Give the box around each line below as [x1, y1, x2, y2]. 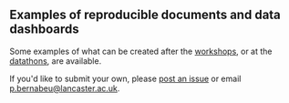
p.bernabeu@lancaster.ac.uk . [9, 82, 120, 94]
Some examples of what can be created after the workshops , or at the [9, 46, 273, 57]
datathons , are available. [9, 55, 102, 67]
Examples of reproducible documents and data [9, 7, 281, 23]
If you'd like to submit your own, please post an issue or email [9, 73, 242, 84]
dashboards [9, 22, 79, 37]
